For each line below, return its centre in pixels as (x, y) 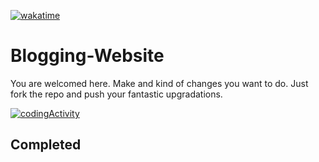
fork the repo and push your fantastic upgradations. (116, 94)
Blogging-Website (87, 56)
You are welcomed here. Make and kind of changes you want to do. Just (159, 83)
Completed (46, 145)
